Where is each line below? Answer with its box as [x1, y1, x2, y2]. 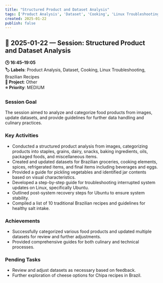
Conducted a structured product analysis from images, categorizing [12, 143, 148, 149]
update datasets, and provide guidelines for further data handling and [5, 115, 144, 121]
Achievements [5, 217, 40, 224]
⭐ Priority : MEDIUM [5, 85, 45, 91]
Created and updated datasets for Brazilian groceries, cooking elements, [12, 159, 158, 165]
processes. [12, 244, 35, 250]
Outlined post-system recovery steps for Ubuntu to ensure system [12, 189, 145, 195]
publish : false [5, 20, 36, 26]
